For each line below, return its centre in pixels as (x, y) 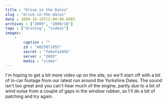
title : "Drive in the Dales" (37, 10)
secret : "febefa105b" (47, 51)
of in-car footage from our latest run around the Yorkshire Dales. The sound (84, 80)
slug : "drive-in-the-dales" (36, 14)
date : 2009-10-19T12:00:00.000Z (40, 19)
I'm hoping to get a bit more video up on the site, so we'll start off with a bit (83, 75)
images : (13, 33)
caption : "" (37, 42)
